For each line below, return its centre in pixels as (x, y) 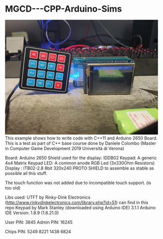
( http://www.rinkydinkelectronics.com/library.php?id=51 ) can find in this (77, 202)
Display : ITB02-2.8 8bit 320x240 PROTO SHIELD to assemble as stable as (80, 168)
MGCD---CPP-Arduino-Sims (64, 9)
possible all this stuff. (26, 173)
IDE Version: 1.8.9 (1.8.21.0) (32, 213)
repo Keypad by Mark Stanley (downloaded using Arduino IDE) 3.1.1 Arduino (81, 207)
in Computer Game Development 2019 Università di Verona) (65, 148)
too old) (13, 188)
